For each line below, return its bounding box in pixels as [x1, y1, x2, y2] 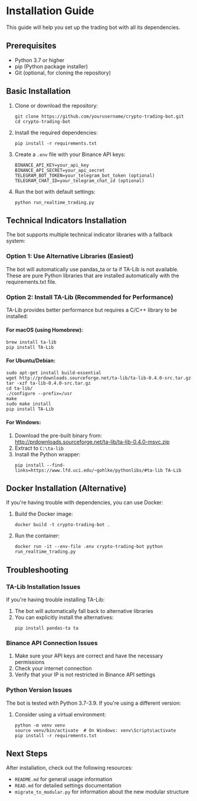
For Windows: [6, 419, 41, 426]
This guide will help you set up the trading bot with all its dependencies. [6, 24, 180, 31]
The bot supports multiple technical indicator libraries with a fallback [6, 231, 173, 238]
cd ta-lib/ [6, 385, 33, 391]
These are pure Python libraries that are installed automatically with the [6, 272, 179, 279]
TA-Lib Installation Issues [6, 582, 81, 591]
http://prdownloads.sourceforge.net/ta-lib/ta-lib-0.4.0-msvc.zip [14, 438, 170, 445]
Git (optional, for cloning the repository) [14, 69, 111, 76]
